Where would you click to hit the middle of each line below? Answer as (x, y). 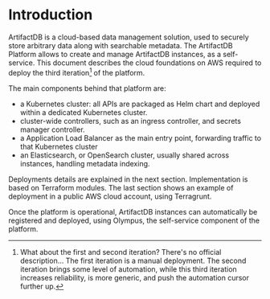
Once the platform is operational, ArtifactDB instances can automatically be (133, 211)
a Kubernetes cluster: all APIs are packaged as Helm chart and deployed (140, 104)
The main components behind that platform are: (87, 88)
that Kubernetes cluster (59, 146)
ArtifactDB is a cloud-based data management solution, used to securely (129, 37)
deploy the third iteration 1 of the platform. (77, 72)
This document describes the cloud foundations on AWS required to (149, 63)
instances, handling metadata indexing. (85, 163)
